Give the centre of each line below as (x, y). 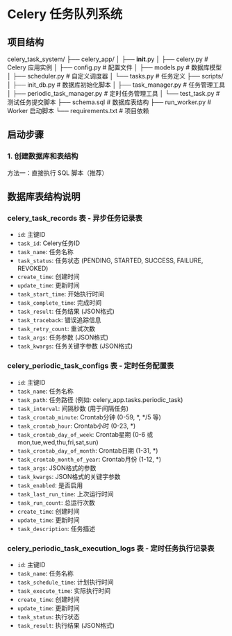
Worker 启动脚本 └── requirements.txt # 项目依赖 (78, 111)
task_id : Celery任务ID (49, 243)
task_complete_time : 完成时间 (59, 303)
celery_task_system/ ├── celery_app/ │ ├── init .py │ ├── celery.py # (108, 59)
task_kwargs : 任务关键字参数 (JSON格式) (75, 346)
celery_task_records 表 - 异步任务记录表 (75, 218)
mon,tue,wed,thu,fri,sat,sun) (58, 442)
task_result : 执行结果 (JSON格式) (66, 625)
